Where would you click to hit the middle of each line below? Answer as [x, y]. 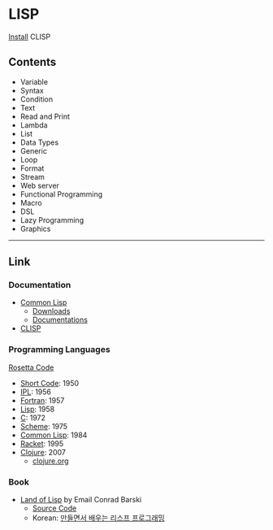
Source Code [54, 508]
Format [32, 168]
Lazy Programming [52, 219]
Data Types [39, 142]
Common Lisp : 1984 [54, 435]
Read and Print [45, 116]
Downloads [51, 311]
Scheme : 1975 [43, 426]
